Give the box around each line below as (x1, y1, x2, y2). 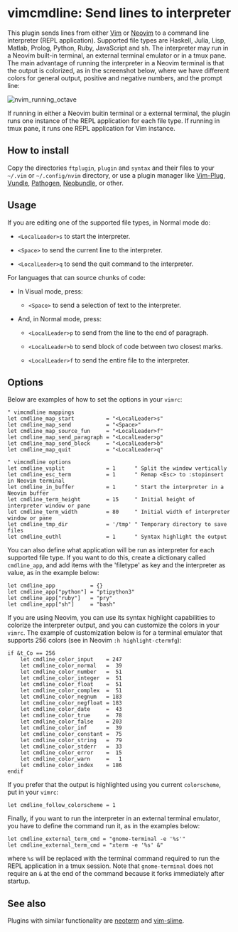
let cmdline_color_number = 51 (20, 668, 122, 676)
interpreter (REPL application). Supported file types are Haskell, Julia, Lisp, (7, 36, 226, 44)
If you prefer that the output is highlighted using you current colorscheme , (7, 781, 222, 789)
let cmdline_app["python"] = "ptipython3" (7, 589, 135, 596)
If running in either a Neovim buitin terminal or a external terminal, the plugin (7, 109, 231, 117)
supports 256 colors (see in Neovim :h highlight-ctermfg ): (7, 636, 182, 645)
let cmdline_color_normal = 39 (20, 663, 122, 670)
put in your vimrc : (7, 788, 59, 797)
